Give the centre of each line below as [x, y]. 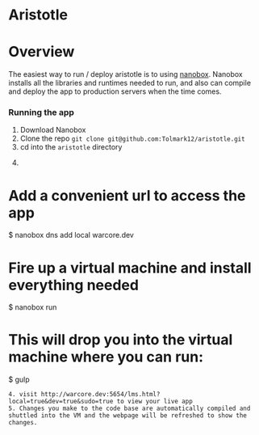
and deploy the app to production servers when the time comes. [115, 91]
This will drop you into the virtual [121, 340]
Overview [42, 52]
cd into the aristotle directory [71, 147]
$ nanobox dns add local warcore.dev [71, 235]
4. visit [23, 395]
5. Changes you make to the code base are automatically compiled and [129, 409]
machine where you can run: [106, 357]
